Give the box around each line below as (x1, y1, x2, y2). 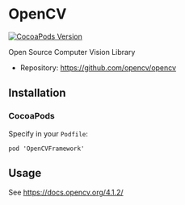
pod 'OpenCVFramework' (8, 144, 85, 153)
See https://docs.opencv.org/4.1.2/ (8, 187, 124, 198)
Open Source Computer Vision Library (8, 47, 136, 56)
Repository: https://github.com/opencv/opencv (19, 62, 176, 73)
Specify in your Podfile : (8, 128, 89, 138)
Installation (8, 86, 66, 100)
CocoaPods (8, 111, 55, 122)
